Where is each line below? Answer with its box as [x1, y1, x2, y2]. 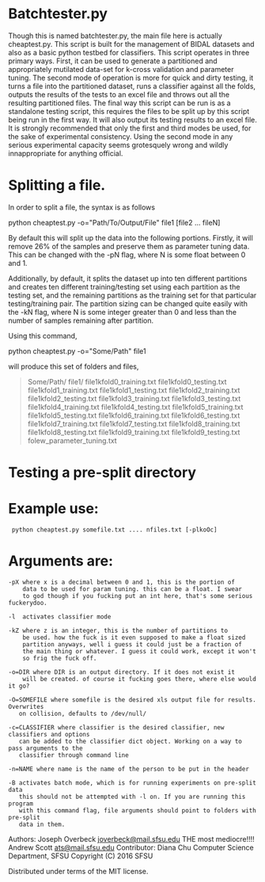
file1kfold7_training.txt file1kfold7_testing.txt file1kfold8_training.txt [27, 418, 240, 428]
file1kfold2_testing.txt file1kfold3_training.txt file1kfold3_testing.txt [27, 393, 241, 403]
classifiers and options [8, 730, 90, 738]
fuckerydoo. [8, 599, 47, 607]
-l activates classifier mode [8, 612, 112, 621]
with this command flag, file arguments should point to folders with [18, 806, 257, 815]
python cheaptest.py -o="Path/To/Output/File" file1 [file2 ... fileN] [8, 218, 221, 227]
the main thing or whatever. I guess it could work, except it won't [22, 647, 257, 655]
